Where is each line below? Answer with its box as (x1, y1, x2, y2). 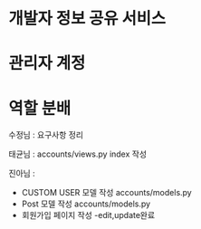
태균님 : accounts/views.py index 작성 (8, 148, 147, 159)
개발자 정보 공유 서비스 (8, 8, 167, 29)
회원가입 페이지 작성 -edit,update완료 (21, 210, 156, 221)
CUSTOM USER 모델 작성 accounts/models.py (21, 187, 192, 198)
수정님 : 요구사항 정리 (8, 129, 83, 140)
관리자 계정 (8, 53, 86, 73)
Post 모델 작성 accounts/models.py (21, 198, 151, 209)
